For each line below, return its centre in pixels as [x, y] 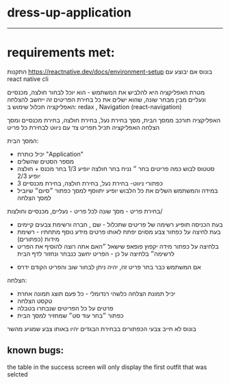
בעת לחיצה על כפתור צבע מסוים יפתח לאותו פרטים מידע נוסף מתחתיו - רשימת [119, 231]
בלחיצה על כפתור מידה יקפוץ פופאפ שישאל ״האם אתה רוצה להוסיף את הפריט [118, 246]
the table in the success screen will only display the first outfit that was [107, 367]
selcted [18, 374]
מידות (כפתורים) [38, 239]
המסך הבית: [23, 140]
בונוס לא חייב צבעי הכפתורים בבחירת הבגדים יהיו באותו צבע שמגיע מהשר [102, 328]
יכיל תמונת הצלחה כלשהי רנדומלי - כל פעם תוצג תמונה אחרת [96, 293]
